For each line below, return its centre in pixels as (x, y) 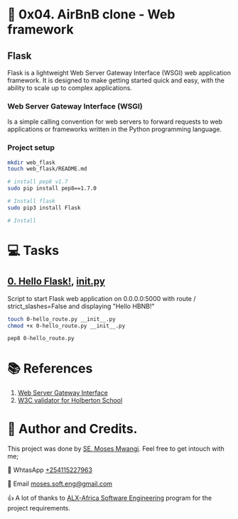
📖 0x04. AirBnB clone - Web (91, 15)
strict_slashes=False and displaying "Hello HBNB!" (81, 306)
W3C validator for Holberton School (70, 400)
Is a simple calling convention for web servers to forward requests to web (115, 122)
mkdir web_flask (31, 163)
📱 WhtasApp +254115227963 (50, 470)
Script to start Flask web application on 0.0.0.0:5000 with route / (102, 298)
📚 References (50, 368)
